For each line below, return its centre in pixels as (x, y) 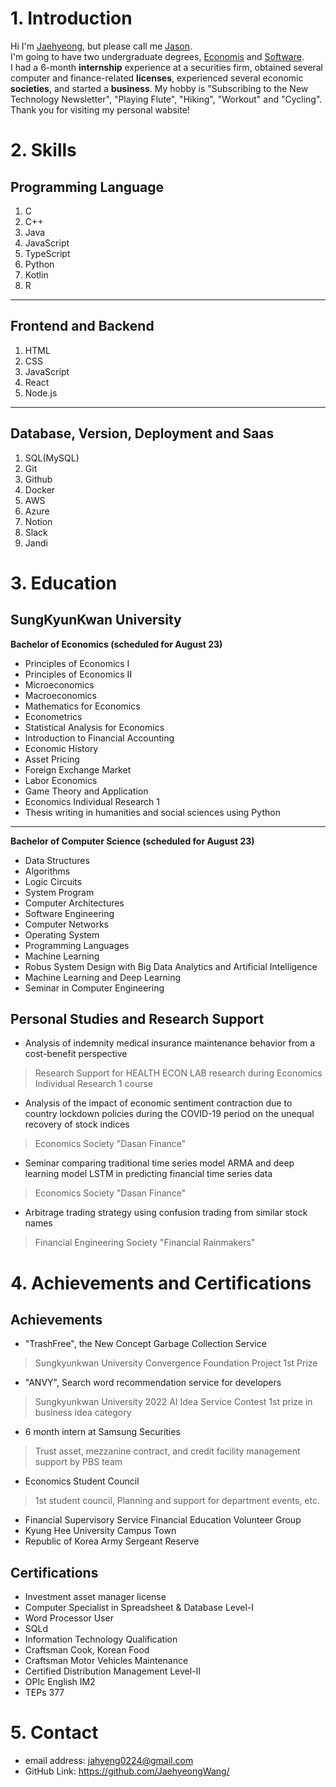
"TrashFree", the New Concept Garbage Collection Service (145, 1344)
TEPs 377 (44, 1693)
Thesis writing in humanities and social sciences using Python (152, 812)
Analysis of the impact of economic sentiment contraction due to (158, 1103)
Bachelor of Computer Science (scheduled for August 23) (132, 841)
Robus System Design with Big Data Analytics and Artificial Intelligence (171, 966)
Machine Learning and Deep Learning (103, 977)
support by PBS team (78, 1462)
